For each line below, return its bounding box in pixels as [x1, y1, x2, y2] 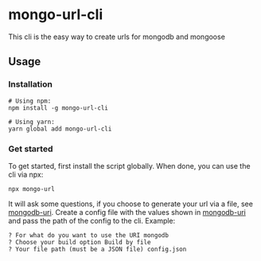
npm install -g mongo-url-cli [8, 103, 109, 112]
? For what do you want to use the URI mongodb [8, 231, 169, 240]
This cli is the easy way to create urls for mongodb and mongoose [8, 32, 225, 41]
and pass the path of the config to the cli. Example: [8, 216, 176, 225]
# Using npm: [8, 97, 52, 105]
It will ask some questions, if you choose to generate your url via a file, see [8, 199, 253, 208]
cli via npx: [8, 169, 44, 179]
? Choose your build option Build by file [8, 238, 151, 246]
